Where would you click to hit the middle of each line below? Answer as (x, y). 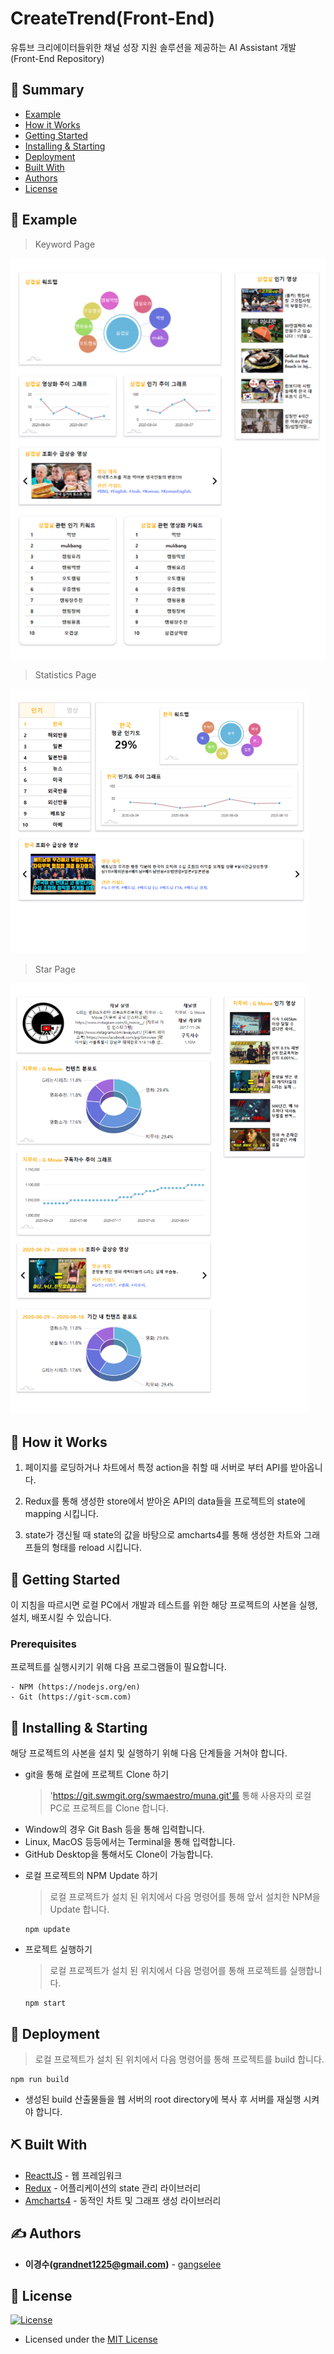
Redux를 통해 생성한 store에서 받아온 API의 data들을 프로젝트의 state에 (165, 1501)
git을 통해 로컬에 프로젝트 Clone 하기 (97, 1774)
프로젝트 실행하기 (58, 1949)
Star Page (55, 969)
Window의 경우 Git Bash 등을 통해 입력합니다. (114, 1829)
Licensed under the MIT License (91, 2339)
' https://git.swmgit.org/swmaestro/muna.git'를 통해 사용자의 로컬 (180, 1796)
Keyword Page (65, 244)
